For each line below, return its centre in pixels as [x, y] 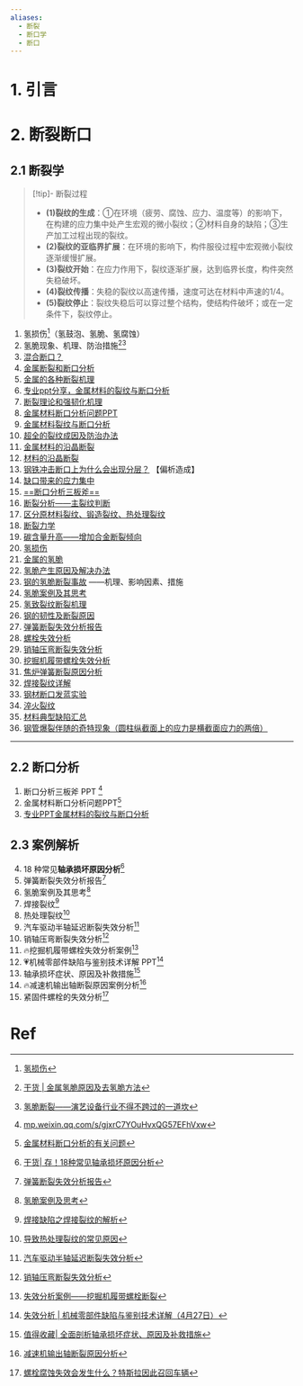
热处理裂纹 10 [46, 914]
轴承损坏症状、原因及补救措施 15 [82, 973]
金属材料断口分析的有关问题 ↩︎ [79, 1143]
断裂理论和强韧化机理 [62, 401]
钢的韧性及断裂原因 [59, 615]
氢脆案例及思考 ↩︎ [55, 1200]
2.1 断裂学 [37, 171]
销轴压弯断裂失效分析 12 [66, 938]
